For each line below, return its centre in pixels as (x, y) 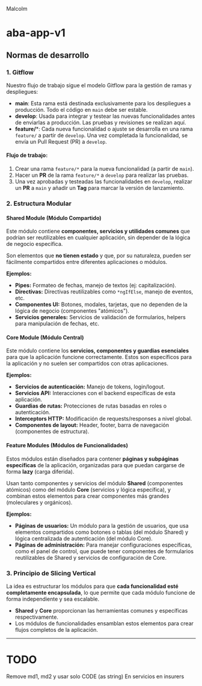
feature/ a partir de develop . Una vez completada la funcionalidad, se (101, 135)
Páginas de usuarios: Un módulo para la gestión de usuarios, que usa (102, 525)
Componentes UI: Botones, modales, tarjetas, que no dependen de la (101, 305)
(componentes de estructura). (52, 432)
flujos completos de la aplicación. (56, 629)
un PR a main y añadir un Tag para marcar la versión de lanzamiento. (99, 188)
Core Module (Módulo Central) (45, 337)
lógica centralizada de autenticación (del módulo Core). (84, 538)
